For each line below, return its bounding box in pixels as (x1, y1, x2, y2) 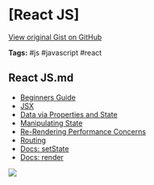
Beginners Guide (19, 92, 77, 102)
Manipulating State (19, 118, 83, 128)
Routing (19, 135, 47, 145)
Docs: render (19, 152, 65, 162)
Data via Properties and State (19, 109, 119, 119)
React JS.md (8, 71, 74, 85)
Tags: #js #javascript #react (8, 47, 102, 57)
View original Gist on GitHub (8, 32, 102, 42)
